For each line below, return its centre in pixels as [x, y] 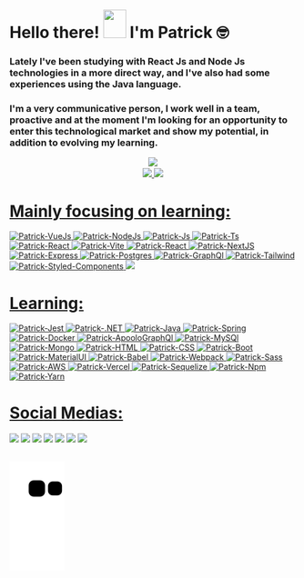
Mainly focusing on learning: [120, 211]
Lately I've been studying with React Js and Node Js [127, 62]
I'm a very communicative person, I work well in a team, [135, 109]
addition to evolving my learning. [84, 143]
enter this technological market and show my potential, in [139, 132]
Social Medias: [66, 413]
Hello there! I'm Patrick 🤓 [119, 33]
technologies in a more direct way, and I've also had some [140, 73]
